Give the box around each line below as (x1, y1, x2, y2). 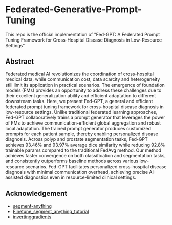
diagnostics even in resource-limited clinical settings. (24, 174, 137, 180)
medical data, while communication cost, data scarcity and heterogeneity (5, 76, 160, 83)
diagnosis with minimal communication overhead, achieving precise (5, 169, 148, 175)
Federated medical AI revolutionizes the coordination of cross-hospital (5, 71, 154, 77)
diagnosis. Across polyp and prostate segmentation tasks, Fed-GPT (5, 136, 148, 142)
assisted (5, 174, 23, 180)
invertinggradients (12, 214, 52, 220)
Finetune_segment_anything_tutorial (12, 208, 89, 214)
